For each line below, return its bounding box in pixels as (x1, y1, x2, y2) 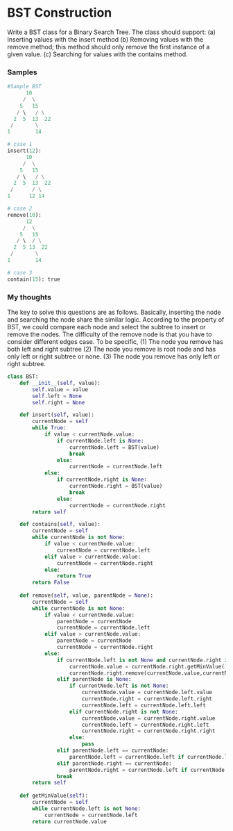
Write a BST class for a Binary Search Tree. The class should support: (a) (7, 28, 216, 36)
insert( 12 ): (7, 147, 42, 154)
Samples (7, 67, 37, 77)
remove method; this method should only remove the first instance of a (7, 42, 210, 51)
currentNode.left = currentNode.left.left (81, 702, 207, 709)
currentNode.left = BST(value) (69, 443, 159, 451)
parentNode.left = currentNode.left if (69, 753, 185, 760)
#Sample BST (7, 83, 42, 90)
